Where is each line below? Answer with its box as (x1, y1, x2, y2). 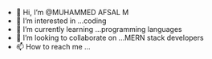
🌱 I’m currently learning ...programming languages (15, 25, 182, 33)
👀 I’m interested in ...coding (15, 16, 107, 26)
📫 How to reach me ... (15, 42, 91, 51)
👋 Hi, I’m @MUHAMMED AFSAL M (15, 8, 129, 17)
